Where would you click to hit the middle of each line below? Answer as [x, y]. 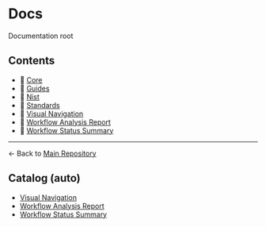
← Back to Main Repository [52, 153]
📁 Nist [29, 97]
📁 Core [31, 79]
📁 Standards [40, 105]
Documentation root [41, 36]
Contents [32, 61]
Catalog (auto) [44, 178]
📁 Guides [34, 88]
